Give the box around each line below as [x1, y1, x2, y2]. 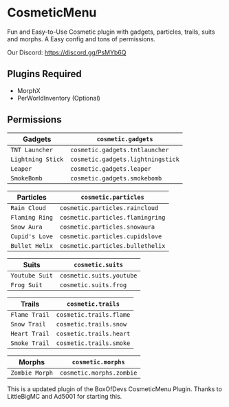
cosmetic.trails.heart [56, 329, 131, 337]
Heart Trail [10, 329, 50, 337]
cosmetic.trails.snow [56, 320, 127, 328]
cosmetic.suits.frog [59, 281, 127, 289]
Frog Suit [10, 281, 43, 289]
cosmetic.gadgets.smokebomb [69, 174, 162, 182]
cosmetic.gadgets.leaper [69, 165, 152, 173]
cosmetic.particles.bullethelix [59, 242, 166, 249]
